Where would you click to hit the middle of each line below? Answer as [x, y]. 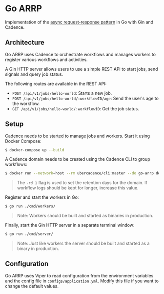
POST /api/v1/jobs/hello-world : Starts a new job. [62, 93]
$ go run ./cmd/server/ [29, 234]
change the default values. [32, 286]
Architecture [25, 43]
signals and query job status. [34, 74]
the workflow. [26, 104]
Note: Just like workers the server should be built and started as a [83, 243]
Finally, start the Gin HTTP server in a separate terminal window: [70, 225]
